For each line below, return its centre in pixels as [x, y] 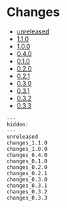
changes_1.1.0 [27, 143]
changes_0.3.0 [27, 179]
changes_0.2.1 [27, 173]
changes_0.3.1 [27, 186]
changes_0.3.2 [27, 192]
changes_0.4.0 [27, 155]
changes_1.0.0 [27, 149]
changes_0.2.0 [27, 167]
